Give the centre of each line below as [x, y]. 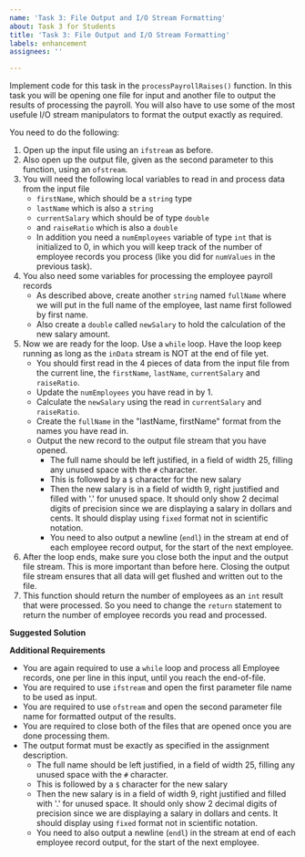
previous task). [64, 266]
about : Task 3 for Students [63, 26]
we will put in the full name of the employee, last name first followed [164, 305]
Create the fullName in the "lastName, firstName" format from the [158, 421]
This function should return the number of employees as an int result [153, 596]
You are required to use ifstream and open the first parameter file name [158, 687]
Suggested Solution [48, 633]
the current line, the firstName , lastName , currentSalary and [148, 373]
